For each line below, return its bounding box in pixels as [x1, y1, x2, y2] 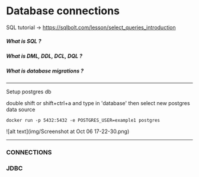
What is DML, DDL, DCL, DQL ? [6, 52, 83, 59]
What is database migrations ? [6, 67, 84, 75]
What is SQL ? [6, 37, 41, 45]
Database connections [6, 4, 120, 18]
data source [6, 106, 36, 113]
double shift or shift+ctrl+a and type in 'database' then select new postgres [6, 99, 191, 106]
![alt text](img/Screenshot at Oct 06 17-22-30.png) [6, 128, 130, 135]
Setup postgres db [6, 88, 52, 95]
